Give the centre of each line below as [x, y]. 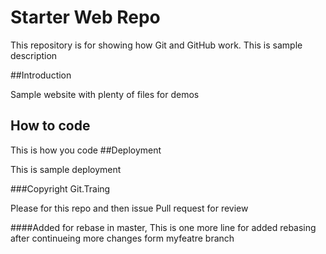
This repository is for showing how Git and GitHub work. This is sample [156, 45]
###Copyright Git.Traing [60, 188]
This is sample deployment [66, 169]
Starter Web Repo [85, 17]
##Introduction [41, 75]
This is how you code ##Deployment [86, 150]
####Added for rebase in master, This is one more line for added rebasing [163, 227]
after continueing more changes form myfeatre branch [122, 238]
